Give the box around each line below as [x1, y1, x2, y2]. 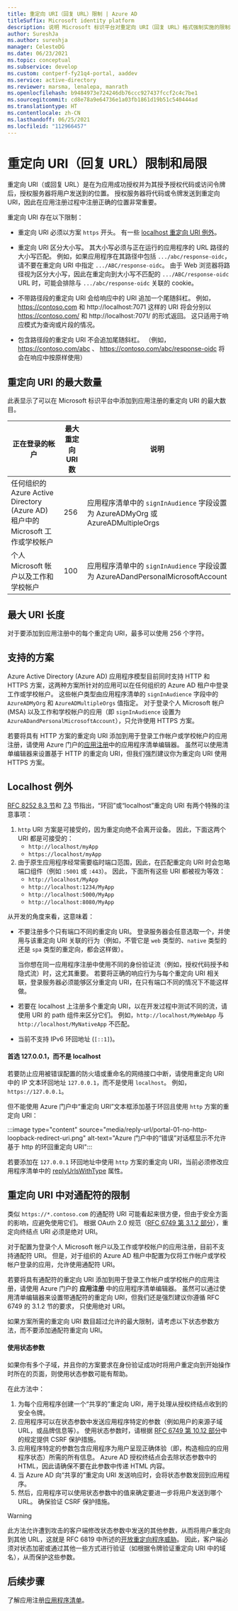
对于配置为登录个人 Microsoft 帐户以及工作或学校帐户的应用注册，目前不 [7, 1242, 219, 1251]
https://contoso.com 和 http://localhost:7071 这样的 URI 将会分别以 [17, 303, 212, 311]
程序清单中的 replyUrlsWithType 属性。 [13, 1166, 127, 1175]
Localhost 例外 [7, 781, 73, 793]
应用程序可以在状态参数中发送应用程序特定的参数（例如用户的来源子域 [17, 1417, 223, 1426]
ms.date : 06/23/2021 [7, 50, 69, 58]
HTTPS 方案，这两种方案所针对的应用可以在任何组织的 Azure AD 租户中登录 [7, 680, 229, 689]
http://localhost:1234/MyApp [28, 884, 115, 891]
